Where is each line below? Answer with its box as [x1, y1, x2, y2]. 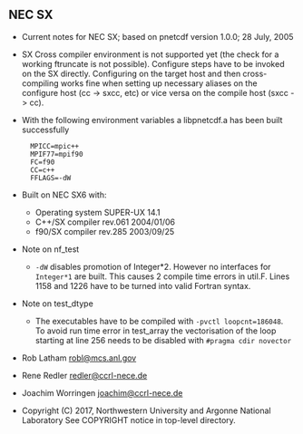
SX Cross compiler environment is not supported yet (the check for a [21, 49, 279, 60]
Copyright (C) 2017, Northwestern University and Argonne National [21, 405, 271, 416]
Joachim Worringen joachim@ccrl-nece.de [21, 387, 183, 398]
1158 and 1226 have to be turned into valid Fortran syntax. [34, 280, 251, 291]
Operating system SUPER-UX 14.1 [34, 207, 161, 217]
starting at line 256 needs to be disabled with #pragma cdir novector [34, 334, 292, 345]
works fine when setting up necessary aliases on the [60, 77, 258, 89]
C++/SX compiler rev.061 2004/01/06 [34, 217, 176, 227]
